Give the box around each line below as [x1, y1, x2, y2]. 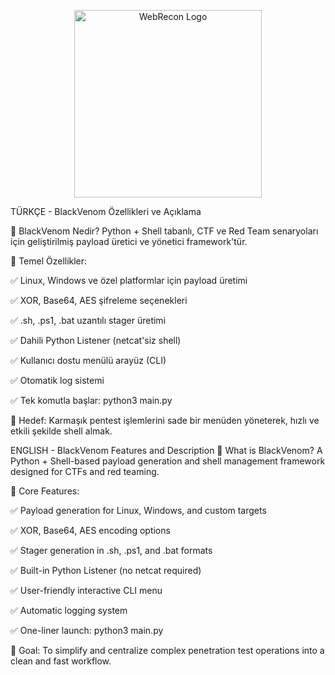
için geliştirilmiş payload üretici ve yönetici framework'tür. [10, 236, 248, 247]
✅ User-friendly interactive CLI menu [10, 585, 163, 596]
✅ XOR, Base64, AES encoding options [10, 525, 171, 536]
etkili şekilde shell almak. [10, 425, 113, 437]
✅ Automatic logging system [10, 605, 128, 616]
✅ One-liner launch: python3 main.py [10, 625, 164, 636]
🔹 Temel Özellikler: [10, 255, 88, 267]
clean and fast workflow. [10, 655, 112, 667]
